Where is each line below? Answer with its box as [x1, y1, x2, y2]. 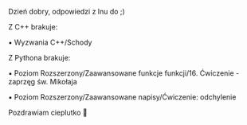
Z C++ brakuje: [8, 22, 58, 31]
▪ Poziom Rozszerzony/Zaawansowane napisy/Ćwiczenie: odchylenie [8, 92, 237, 102]
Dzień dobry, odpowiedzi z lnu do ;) [8, 7, 125, 16]
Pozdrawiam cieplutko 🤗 [8, 107, 88, 117]
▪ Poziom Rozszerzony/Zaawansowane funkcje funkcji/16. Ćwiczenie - [8, 68, 240, 78]
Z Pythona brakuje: [8, 53, 71, 62]
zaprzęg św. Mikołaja [8, 77, 77, 86]
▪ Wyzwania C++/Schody [8, 37, 92, 47]
